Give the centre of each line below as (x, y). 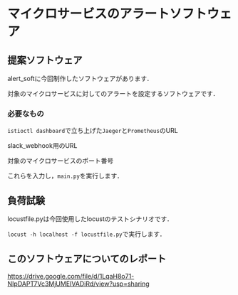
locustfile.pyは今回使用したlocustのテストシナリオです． (90, 219)
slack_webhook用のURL (42, 146)
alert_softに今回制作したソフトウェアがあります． (80, 79)
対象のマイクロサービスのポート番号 (61, 161)
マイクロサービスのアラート (88, 14)
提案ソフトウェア (45, 60)
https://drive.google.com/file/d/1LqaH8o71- (71, 276)
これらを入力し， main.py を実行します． (65, 176)
